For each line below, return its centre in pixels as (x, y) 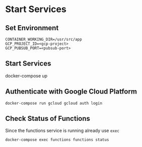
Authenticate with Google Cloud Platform (71, 92)
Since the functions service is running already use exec (62, 131)
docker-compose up (26, 76)
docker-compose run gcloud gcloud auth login (54, 103)
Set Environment (32, 28)
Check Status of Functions (48, 119)
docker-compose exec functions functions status (57, 140)
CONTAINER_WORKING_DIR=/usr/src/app (44, 39)
